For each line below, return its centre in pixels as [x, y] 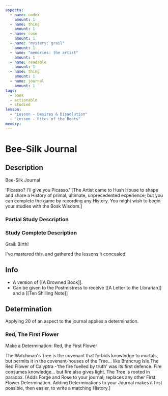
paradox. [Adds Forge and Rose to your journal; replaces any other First [80, 377]
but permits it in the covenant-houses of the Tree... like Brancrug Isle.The [82, 361]
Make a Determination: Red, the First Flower [51, 346]
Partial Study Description [37, 219]
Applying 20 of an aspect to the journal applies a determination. [72, 321]
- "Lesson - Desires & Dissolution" [49, 114]
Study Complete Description [41, 233]
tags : [11, 90]
